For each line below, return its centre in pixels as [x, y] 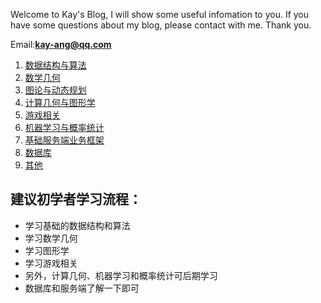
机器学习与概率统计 [64, 127]
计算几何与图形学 [60, 102]
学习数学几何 [51, 238]
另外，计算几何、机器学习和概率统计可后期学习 [121, 275]
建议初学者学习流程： [76, 199]
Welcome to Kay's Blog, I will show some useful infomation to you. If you [160, 14]
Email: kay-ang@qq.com [61, 44]
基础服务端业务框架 [64, 140]
